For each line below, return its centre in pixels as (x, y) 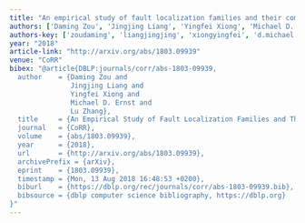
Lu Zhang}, (91, 111)
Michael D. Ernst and (111, 102)
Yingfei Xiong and (105, 94)
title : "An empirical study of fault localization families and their (146, 18)
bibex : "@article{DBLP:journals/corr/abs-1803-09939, (113, 69)
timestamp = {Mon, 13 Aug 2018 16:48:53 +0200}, (111, 178)
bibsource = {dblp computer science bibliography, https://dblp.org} (152, 196)
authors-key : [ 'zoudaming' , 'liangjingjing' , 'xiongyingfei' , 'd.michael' (154, 35)
